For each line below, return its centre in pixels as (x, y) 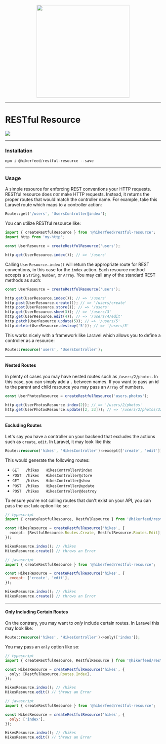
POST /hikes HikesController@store (52, 475)
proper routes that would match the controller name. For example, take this (81, 199)
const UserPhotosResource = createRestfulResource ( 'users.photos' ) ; (77, 396)
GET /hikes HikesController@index (52, 470)
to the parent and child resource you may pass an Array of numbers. (75, 387)
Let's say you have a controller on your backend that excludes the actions (80, 436)
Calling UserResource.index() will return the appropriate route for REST (77, 264)
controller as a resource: (30, 340)
